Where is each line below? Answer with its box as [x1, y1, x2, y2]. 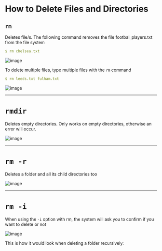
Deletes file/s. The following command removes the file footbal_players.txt [5, 34, 153, 40]
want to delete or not [5, 221, 47, 227]
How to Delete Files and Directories [5, 3, 148, 15]
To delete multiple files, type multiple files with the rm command [5, 67, 132, 73]
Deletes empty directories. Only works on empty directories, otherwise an [5, 121, 152, 126]
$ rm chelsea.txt [5, 49, 40, 54]
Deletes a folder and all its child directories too [5, 171, 97, 177]
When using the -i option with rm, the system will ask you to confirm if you [5, 216, 154, 222]
